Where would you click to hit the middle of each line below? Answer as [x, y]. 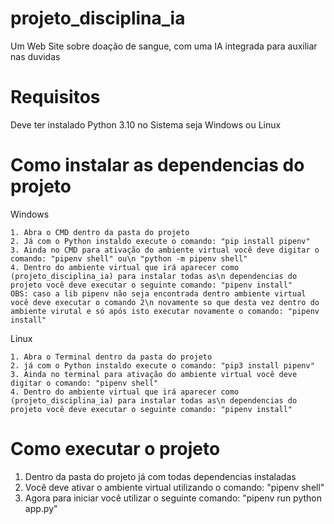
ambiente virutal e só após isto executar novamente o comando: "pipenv [165, 311]
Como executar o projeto [115, 449]
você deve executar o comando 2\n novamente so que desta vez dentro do [165, 302]
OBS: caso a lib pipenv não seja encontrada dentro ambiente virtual [158, 293]
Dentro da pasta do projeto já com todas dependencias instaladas [160, 476]
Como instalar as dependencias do [157, 165]
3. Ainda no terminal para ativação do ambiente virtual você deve [154, 374]
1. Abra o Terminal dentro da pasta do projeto [111, 357]
